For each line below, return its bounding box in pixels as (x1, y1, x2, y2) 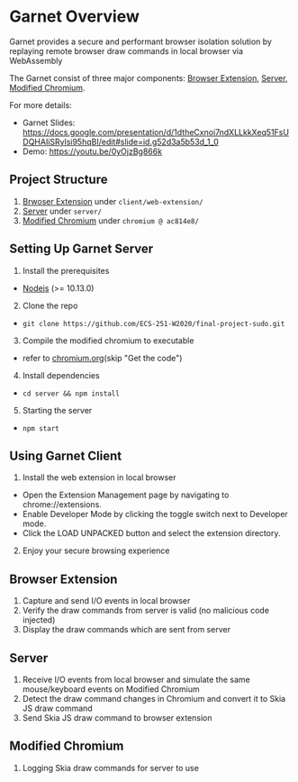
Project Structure (9, 172, 108, 187)
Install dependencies (22, 369, 101, 380)
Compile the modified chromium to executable (22, 335, 194, 346)
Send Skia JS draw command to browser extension (22, 713, 212, 723)
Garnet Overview (9, 6, 140, 27)
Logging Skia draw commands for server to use (22, 762, 200, 773)
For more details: (9, 99, 72, 110)
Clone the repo (22, 300, 78, 311)
